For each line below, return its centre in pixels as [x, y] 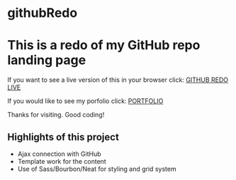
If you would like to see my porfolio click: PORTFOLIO [85, 101]
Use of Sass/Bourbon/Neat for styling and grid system [97, 169]
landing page [47, 60]
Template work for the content [62, 161]
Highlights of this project [63, 137]
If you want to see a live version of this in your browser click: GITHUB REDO [118, 80]
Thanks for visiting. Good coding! [56, 115]
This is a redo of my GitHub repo [104, 46]
